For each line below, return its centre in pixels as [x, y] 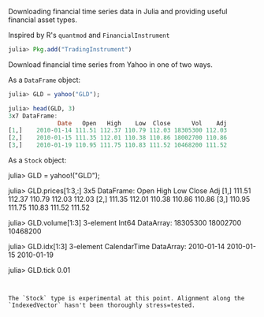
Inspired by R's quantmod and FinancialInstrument [89, 35]
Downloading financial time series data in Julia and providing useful [118, 11]
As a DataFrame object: [45, 80]
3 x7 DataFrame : [33, 116]
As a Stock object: [37, 160]
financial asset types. [43, 20]
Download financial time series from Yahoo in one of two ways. [110, 64]
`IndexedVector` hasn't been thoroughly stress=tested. [102, 305]
